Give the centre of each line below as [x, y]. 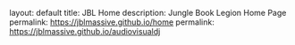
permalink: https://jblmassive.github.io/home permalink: [112, 22]
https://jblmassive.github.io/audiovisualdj [85, 31]
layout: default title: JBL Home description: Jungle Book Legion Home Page [148, 13]
